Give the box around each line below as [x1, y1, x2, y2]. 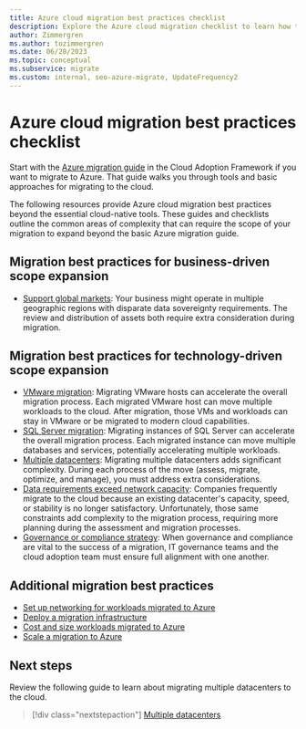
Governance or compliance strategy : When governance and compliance [22, 532, 293, 543]
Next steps [9, 658, 73, 673]
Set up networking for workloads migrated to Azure [22, 602, 216, 613]
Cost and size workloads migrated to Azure [22, 621, 185, 632]
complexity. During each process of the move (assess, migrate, [22, 464, 260, 475]
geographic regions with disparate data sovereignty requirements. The [22, 302, 289, 313]
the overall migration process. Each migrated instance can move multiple [22, 435, 296, 446]
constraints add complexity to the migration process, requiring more [22, 513, 279, 524]
